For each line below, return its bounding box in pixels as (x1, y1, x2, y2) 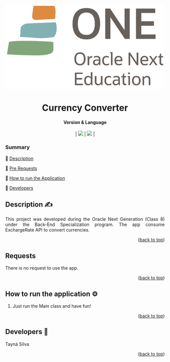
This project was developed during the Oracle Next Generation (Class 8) (5, 216, 165, 222)
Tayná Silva (5, 341, 29, 347)
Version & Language (63, 119, 107, 125)
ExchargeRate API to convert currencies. (5, 227, 90, 233)
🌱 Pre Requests (5, 165, 37, 171)
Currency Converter (42, 102, 128, 114)
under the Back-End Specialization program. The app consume (5, 221, 165, 227)
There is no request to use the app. (5, 265, 78, 271)
